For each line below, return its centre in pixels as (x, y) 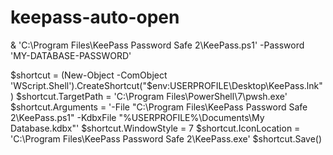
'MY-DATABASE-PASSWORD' (71, 55)
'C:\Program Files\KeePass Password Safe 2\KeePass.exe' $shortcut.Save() (166, 138)
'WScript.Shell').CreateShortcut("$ (81, 85)
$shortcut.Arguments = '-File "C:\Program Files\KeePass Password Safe (159, 107)
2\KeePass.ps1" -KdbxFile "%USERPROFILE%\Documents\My (137, 117)
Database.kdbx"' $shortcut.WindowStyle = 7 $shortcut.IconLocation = (155, 128)
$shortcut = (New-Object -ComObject (89, 75)
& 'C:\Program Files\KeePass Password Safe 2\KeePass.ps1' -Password (157, 45)
